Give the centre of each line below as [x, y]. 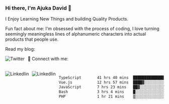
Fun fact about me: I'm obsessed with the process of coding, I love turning [82, 29]
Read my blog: [20, 49]
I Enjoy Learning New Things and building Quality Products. [67, 19]
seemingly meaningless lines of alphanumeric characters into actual [76, 34]
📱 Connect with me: [48, 59]
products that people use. [32, 39]
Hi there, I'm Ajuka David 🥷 [38, 8]
